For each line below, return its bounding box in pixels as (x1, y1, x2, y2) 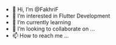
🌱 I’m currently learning (12, 19, 71, 26)
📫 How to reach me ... (12, 32, 69, 39)
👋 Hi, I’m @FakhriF (12, 6, 59, 13)
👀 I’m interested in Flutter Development (12, 12, 111, 19)
